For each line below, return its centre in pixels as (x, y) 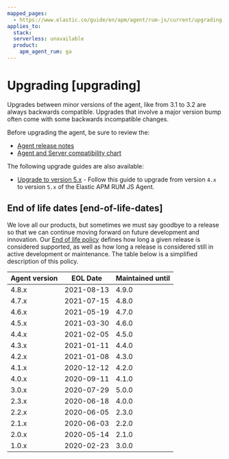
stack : (23, 33)
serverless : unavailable (49, 39)
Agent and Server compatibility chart (69, 153)
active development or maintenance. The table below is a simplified (102, 253)
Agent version (34, 278)
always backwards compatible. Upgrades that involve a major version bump (114, 112)
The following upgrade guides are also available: (75, 166)
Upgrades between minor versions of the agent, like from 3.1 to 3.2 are (107, 104)
